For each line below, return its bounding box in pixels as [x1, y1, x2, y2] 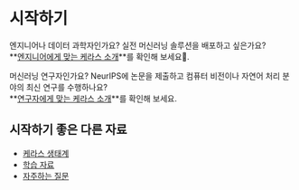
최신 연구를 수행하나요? [25, 81, 108, 92]
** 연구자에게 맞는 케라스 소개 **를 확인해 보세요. [9, 92, 178, 104]
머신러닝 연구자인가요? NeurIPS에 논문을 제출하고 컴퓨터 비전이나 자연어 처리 [9, 70, 281, 81]
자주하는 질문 [22, 170, 70, 181]
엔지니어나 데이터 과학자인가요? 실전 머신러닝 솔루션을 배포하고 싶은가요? [9, 40, 266, 51]
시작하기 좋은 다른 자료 [9, 122, 128, 138]
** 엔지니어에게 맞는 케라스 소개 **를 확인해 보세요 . [9, 51, 190, 62]
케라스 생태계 [22, 147, 70, 158]
